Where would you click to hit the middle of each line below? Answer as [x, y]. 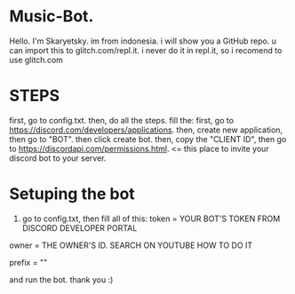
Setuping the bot [72, 194]
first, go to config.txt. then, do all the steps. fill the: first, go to [121, 120]
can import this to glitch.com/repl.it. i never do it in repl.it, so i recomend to [146, 50]
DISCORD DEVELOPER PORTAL [80, 227]
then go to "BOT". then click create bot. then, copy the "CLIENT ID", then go [148, 139]
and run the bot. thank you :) [61, 279]
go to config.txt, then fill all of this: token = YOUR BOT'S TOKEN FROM [151, 219]
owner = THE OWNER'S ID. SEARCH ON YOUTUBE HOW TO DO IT [131, 245]
